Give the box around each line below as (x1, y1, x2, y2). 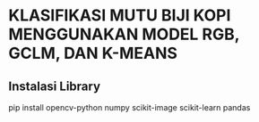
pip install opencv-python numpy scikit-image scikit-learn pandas (8, 102, 251, 112)
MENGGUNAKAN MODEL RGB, (8, 24, 239, 45)
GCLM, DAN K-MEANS (8, 44, 178, 63)
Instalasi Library (8, 78, 100, 94)
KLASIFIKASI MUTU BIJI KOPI (8, 5, 231, 26)
